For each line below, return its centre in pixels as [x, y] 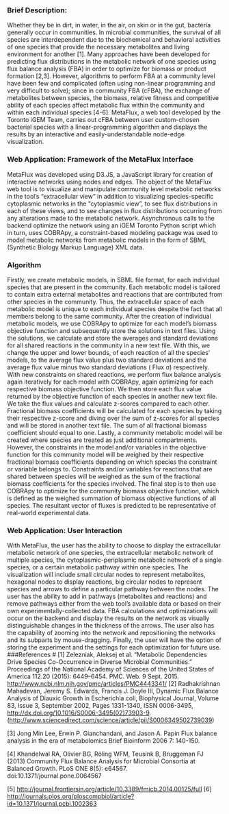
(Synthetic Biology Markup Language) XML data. [76, 247]
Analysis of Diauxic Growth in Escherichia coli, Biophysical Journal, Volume [113, 698]
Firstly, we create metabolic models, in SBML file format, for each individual [113, 280]
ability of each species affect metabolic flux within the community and [106, 106]
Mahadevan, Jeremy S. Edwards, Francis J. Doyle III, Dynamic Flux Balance [113, 691]
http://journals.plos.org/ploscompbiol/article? [71, 796]
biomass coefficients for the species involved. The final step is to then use [112, 483]
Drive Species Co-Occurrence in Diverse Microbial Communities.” [100, 662]
